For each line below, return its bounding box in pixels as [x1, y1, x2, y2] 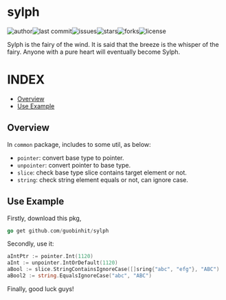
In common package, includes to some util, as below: [7, 140, 151, 148]
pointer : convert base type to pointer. [16, 153, 125, 162]
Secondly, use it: [7, 239, 54, 248]
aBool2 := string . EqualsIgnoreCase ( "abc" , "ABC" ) [7, 272, 152, 279]
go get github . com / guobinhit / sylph [7, 227, 109, 234]
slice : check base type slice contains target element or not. [16, 168, 188, 177]
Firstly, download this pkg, [7, 214, 82, 222]
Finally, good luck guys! [7, 284, 74, 293]
